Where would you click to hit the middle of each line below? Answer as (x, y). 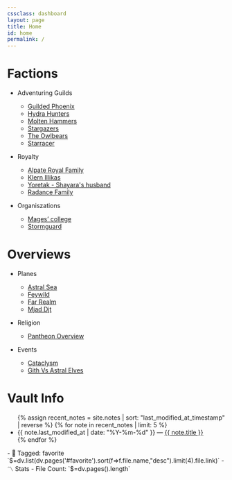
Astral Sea (42, 287)
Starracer (41, 144)
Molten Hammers (52, 121)
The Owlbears (47, 136)
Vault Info (36, 398)
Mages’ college (49, 219)
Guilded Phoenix (51, 106)
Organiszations (39, 206)
